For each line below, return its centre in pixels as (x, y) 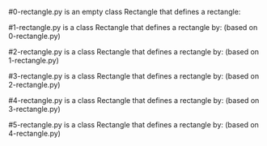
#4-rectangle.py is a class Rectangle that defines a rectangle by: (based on (134, 100)
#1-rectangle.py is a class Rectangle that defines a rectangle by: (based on (133, 27)
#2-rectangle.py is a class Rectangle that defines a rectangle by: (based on (134, 52)
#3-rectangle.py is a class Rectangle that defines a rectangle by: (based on (134, 76)
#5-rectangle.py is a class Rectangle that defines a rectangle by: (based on (133, 125)
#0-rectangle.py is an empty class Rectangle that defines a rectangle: (125, 12)
